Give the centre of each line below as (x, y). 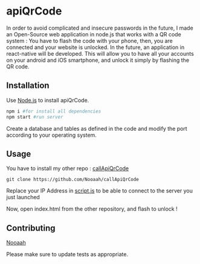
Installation (28, 86)
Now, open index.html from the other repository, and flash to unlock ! (92, 209)
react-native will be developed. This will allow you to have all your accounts (100, 53)
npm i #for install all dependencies (54, 111)
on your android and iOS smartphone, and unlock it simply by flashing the (98, 60)
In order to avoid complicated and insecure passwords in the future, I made (100, 28)
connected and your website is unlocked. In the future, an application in (95, 47)
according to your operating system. (51, 135)
